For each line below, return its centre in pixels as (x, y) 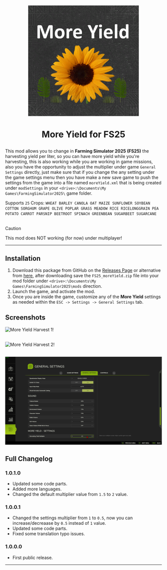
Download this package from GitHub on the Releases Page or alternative (86, 270)
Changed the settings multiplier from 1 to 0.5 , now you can (73, 518)
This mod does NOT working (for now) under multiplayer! (64, 238)
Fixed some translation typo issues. (49, 534)
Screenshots (25, 318)
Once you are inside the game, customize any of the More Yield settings (86, 297)
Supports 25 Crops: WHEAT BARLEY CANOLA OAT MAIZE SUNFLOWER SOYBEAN (78, 203)
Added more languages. (37, 489)
